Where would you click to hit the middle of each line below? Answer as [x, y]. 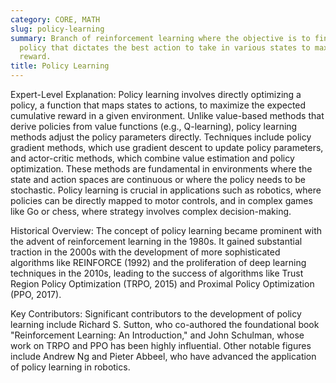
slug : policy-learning [57, 29]
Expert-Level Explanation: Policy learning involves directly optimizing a [156, 94]
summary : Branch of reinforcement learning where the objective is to [160, 38]
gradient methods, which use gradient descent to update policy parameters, [167, 147]
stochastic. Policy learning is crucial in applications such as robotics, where [166, 190]
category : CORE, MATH [55, 19]
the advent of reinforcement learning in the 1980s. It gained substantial [156, 241]
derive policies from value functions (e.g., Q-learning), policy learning [154, 126]
